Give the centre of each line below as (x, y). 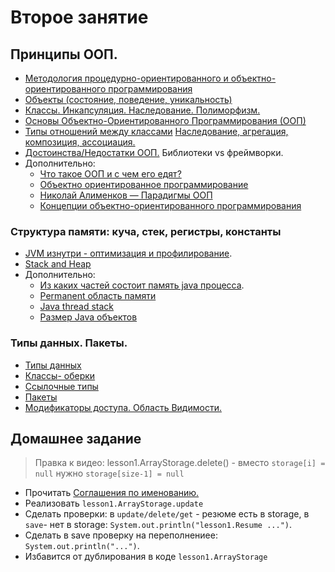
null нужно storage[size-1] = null (109, 473)
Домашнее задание (76, 438)
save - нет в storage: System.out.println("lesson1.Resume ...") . (158, 525)
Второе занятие (79, 17)
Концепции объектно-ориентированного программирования (170, 205)
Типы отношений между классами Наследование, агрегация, (156, 131)
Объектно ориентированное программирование (144, 184)
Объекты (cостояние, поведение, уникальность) (128, 99)
